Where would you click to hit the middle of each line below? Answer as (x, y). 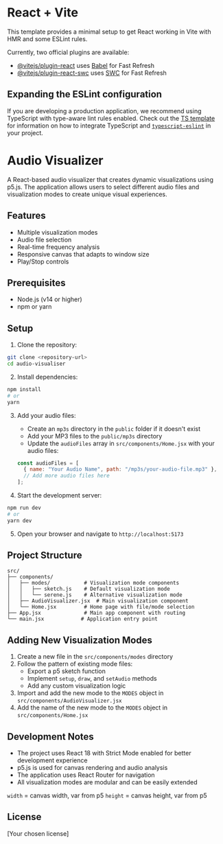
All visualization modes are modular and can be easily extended (107, 782)
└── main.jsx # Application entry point (82, 619)
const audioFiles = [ (48, 463)
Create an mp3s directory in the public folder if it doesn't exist (114, 429)
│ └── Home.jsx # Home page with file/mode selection (101, 607)
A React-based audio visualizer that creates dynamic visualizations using (110, 179)
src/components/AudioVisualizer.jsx (69, 701)
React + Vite (43, 13)
